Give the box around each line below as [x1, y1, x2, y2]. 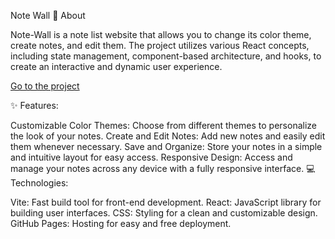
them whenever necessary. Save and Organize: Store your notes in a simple [10, 141, 323, 152]
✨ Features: [10, 100, 59, 111]
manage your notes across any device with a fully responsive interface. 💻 [10, 163, 316, 174]
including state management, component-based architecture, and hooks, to [10, 50, 322, 62]
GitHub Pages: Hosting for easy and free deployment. [10, 218, 232, 229]
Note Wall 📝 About [10, 10, 86, 21]
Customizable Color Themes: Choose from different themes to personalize [10, 120, 317, 131]
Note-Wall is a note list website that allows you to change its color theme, [10, 29, 312, 40]
